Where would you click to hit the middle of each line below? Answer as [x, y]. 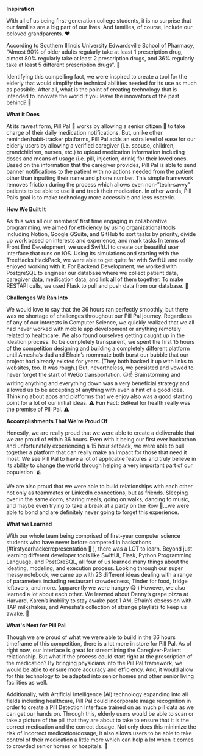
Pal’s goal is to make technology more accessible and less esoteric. [91, 197]
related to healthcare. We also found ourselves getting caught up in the [95, 335]
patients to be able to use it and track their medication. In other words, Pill [99, 191]
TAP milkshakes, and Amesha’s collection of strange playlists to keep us [97, 607]
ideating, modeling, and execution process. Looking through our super [95, 568]
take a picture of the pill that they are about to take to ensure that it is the [98, 720]
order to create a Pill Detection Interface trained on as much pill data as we [100, 707]
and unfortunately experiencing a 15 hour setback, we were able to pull [95, 446]
